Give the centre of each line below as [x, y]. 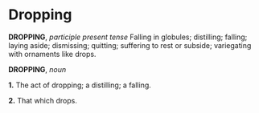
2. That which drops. [43, 100]
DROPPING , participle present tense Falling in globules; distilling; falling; [128, 37]
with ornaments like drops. [52, 54]
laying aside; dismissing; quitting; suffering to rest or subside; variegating [130, 45]
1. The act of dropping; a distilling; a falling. [80, 85]
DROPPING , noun [37, 69]
